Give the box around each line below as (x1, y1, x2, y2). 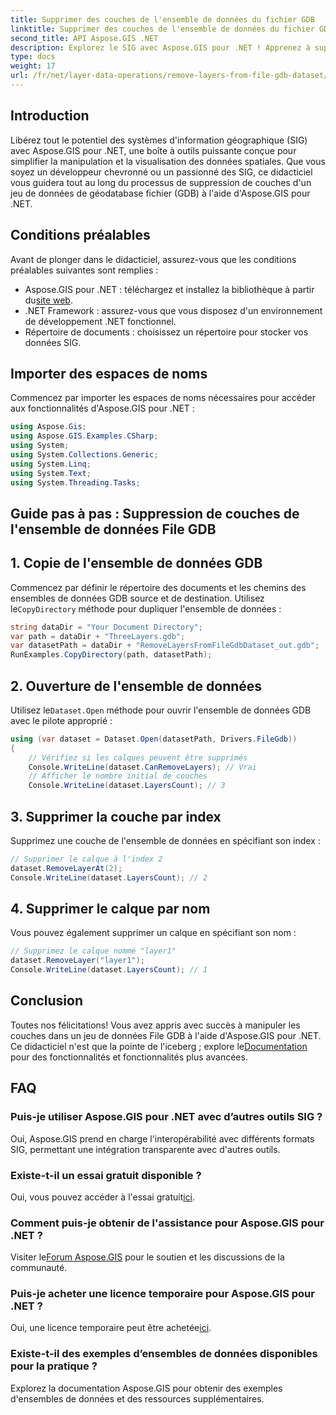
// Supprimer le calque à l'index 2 (10, 854, 163, 865)
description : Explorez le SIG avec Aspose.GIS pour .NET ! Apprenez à (10, 42, 311, 53)
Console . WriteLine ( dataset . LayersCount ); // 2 (10, 872, 208, 883)
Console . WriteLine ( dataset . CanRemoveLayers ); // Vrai (28, 762, 257, 772)
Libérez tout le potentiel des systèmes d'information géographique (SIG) (10, 134, 308, 146)
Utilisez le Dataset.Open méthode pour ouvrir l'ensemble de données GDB (10, 704, 312, 716)
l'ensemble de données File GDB (10, 521, 217, 538)
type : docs (10, 52, 56, 62)
